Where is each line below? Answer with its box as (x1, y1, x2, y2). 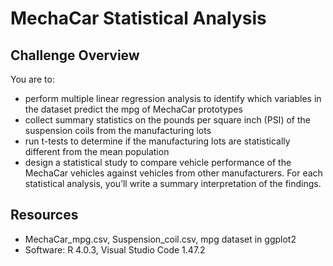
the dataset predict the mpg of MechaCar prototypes (24, 103, 243, 115)
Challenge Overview (10, 47, 140, 64)
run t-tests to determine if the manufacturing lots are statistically (24, 135, 291, 147)
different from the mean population (24, 146, 170, 157)
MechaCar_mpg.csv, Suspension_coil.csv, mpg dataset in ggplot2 (24, 233, 297, 245)
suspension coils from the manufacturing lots (24, 125, 212, 136)
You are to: (10, 73, 55, 85)
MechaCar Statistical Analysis (10, 7, 267, 30)
